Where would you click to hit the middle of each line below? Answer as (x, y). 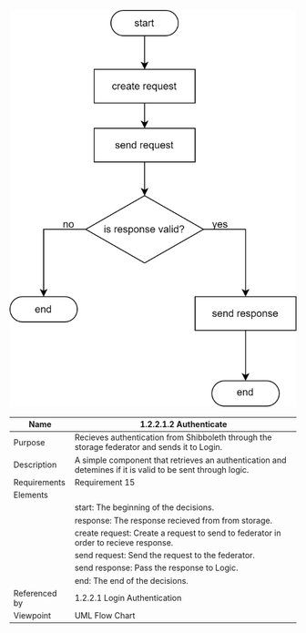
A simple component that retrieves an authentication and (180, 460)
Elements (31, 495)
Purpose (29, 442)
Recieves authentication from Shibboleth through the (173, 437)
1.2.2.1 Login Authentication (128, 598)
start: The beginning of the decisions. (144, 507)
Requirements (39, 482)
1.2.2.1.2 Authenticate (184, 424)
